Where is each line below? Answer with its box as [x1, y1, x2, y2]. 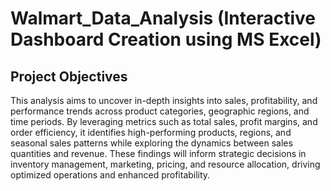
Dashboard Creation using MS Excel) [10, 28, 322, 51]
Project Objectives [10, 68, 128, 85]
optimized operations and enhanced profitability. [10, 169, 211, 181]
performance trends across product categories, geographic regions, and [10, 105, 310, 117]
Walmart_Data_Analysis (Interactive [10, 7, 316, 30]
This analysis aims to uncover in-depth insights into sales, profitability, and [10, 95, 318, 106]
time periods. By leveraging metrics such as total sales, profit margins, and [10, 116, 318, 127]
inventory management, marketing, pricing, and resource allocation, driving [10, 158, 321, 170]
